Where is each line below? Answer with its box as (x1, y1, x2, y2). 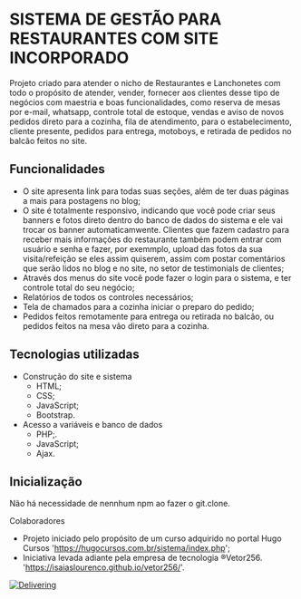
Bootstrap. (35, 409, 75, 420)
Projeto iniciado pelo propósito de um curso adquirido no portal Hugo (22, 533, 283, 544)
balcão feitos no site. (9, 135, 88, 146)
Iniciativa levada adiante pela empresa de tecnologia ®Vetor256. (22, 553, 263, 564)
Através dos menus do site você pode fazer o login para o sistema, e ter (22, 272, 292, 283)
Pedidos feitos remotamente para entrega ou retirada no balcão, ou (22, 311, 275, 322)
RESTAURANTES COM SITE (9, 28, 219, 49)
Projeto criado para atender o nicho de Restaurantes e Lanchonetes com (9, 77, 281, 88)
